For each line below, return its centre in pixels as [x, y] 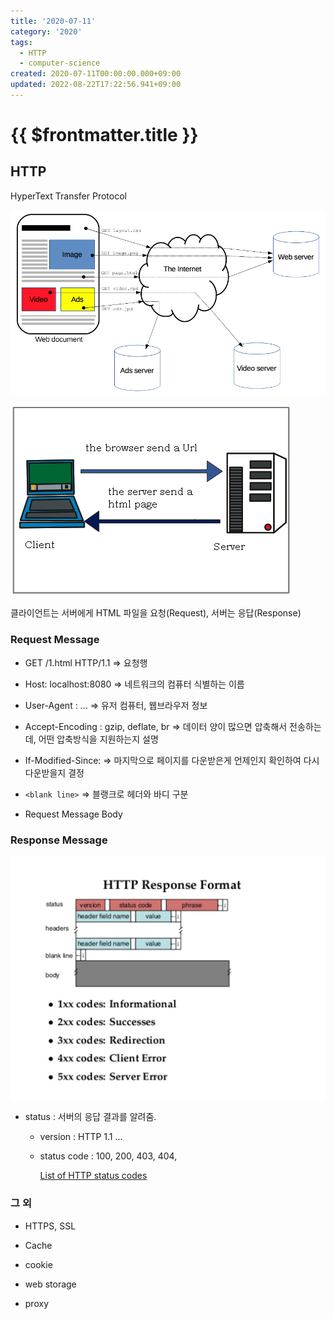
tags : [21, 42]
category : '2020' [46, 31]
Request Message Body [73, 814]
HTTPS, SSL [50, 1226]
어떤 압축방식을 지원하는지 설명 [98, 739]
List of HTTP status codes [93, 1176]
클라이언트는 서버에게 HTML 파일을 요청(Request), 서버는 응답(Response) [156, 613]
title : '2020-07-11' [53, 21]
